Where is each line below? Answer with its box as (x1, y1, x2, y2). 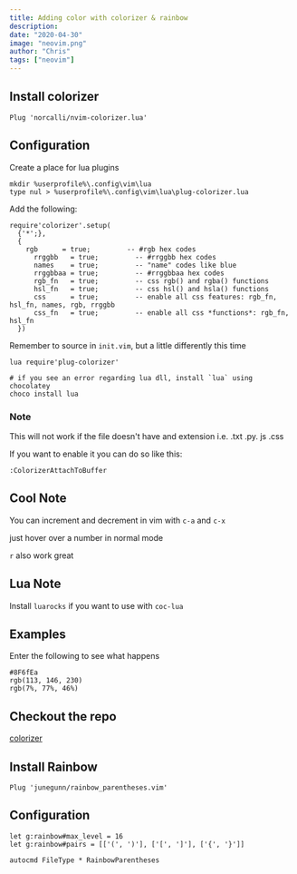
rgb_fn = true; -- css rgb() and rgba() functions (33, 276, 270, 286)
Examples (9, 626, 66, 642)
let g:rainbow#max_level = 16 (9, 831, 124, 840)
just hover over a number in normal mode (9, 532, 164, 543)
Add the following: (9, 203, 78, 214)
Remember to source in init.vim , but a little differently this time (9, 339, 246, 350)
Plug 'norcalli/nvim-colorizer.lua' (9, 113, 148, 123)
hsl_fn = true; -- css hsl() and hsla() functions (33, 284, 270, 293)
